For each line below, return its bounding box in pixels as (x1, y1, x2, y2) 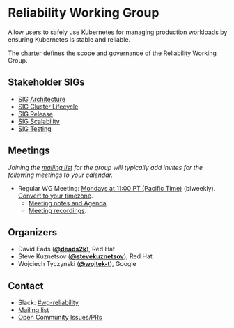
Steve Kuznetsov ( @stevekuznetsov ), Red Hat (17, 252, 153, 260)
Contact (8, 280, 44, 292)
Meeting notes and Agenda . (28, 198, 109, 207)
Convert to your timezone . (17, 192, 93, 200)
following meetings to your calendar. (8, 171, 114, 179)
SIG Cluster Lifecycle (17, 102, 79, 111)
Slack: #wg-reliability (17, 298, 79, 307)
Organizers (8, 226, 58, 238)
